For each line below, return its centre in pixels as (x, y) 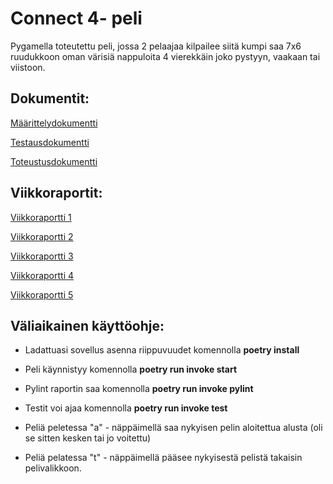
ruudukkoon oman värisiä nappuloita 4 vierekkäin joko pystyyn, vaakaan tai (165, 56)
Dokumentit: (50, 98)
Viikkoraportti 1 (41, 217)
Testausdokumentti (50, 142)
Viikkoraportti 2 (42, 236)
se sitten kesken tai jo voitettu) (88, 438)
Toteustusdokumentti (54, 161)
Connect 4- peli (76, 18)
